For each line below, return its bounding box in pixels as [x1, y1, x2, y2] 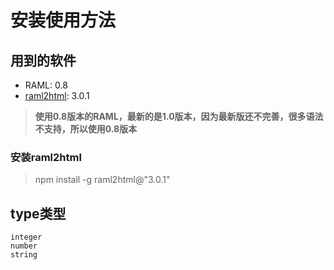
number [10, 241, 38, 251]
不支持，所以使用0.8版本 [34, 123, 138, 135]
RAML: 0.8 [24, 79, 68, 91]
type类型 [10, 205, 67, 222]
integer [10, 232, 43, 243]
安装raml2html [10, 150, 82, 164]
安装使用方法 [10, 9, 117, 32]
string [10, 250, 38, 260]
